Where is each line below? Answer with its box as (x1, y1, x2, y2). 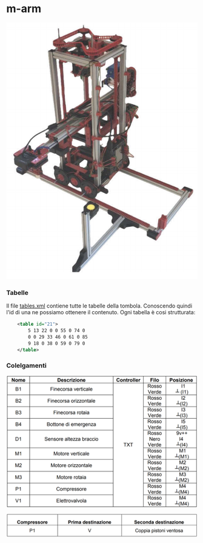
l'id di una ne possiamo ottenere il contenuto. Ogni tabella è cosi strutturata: (6, 309, 196, 316)
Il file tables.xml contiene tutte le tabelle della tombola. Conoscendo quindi (6, 302, 193, 309)
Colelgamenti (6, 361, 47, 369)
